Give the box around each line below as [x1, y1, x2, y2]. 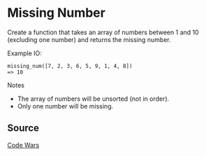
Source [7, 122, 40, 134]
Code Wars [7, 141, 40, 149]
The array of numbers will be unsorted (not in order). [17, 94, 170, 103]
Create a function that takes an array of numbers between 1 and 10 [7, 28, 199, 36]
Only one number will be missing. [17, 101, 114, 110]
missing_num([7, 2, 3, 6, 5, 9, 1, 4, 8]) [7, 62, 133, 69]
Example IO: [7, 49, 42, 57]
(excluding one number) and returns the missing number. [7, 35, 171, 43]
